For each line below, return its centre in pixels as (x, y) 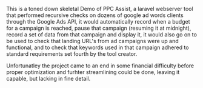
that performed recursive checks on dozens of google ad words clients (95, 15)
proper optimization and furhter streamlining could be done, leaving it (93, 72)
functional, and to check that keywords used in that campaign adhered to (98, 47)
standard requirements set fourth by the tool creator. (72, 54)
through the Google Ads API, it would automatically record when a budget (98, 22)
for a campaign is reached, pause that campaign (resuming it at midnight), (99, 28)
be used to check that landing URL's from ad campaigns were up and (92, 41)
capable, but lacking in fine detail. (48, 79)
